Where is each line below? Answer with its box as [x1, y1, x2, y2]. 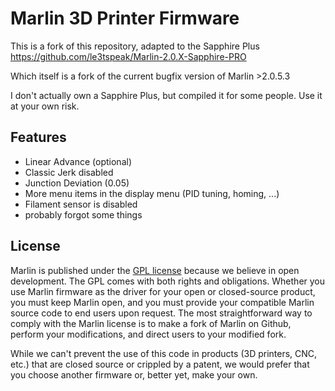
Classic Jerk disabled [24, 166, 114, 178]
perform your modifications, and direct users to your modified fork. [10, 328, 287, 340]
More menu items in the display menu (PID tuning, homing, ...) [24, 187, 280, 199]
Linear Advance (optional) [24, 155, 132, 167]
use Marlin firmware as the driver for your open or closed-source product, [10, 285, 316, 297]
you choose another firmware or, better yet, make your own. [10, 368, 258, 381]
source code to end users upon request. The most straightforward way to [10, 307, 313, 319]
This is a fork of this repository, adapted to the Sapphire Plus [10, 40, 260, 52]
